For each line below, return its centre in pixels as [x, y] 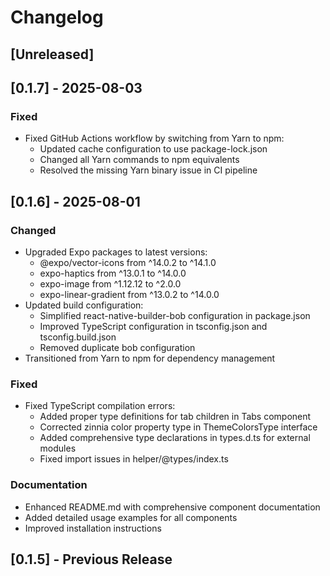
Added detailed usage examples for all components [131, 517]
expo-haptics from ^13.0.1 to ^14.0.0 [113, 273]
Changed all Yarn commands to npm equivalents [139, 160]
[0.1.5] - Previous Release [91, 559]
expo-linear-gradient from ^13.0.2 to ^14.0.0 [129, 294]
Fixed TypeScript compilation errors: [100, 406]
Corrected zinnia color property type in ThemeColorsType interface [178, 427]
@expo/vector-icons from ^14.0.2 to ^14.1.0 [128, 262]
